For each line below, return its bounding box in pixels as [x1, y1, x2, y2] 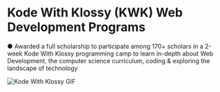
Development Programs [7, 19, 146, 35]
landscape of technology [7, 64, 78, 72]
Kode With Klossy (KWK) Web [7, 5, 183, 21]
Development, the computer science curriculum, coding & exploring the [7, 56, 210, 65]
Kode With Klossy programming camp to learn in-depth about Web [23, 49, 214, 58]
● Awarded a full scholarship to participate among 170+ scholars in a [7, 42, 203, 50]
